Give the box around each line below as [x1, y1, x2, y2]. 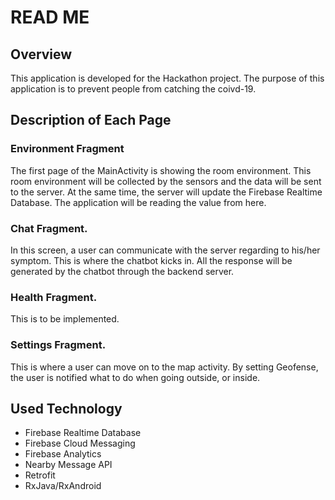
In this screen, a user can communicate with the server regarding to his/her [10, 244, 321, 256]
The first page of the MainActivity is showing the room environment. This [10, 164, 312, 176]
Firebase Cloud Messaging [24, 437, 136, 450]
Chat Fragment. [10, 221, 88, 235]
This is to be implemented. [10, 313, 120, 325]
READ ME [10, 6, 90, 29]
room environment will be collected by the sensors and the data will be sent [10, 175, 322, 187]
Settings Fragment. [10, 338, 107, 352]
